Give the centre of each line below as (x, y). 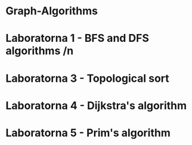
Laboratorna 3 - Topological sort (87, 78)
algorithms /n (40, 51)
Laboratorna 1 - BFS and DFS (78, 38)
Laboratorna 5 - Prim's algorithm (88, 133)
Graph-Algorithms (52, 11)
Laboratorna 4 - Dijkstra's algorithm (96, 105)
